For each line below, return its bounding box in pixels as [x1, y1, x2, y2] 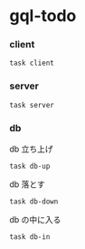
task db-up [9, 161, 51, 171]
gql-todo [9, 5, 77, 26]
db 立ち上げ [9, 143, 54, 155]
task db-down [9, 197, 59, 206]
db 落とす [9, 179, 45, 190]
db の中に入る [9, 214, 61, 225]
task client [9, 58, 54, 68]
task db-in [9, 233, 51, 242]
